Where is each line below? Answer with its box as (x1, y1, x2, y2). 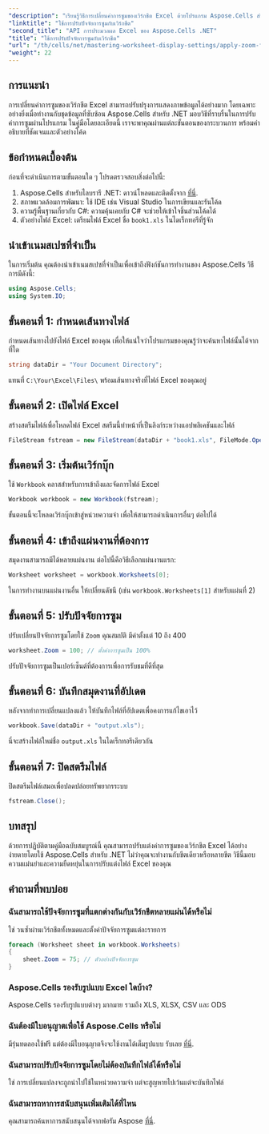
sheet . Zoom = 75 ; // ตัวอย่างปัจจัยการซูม (22, 955, 139, 963)
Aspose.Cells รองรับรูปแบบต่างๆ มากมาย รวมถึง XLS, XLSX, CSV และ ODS (8, 1000, 227, 1010)
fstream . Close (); (8, 798, 66, 806)
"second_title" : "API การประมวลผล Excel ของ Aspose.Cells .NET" (8, 26, 218, 34)
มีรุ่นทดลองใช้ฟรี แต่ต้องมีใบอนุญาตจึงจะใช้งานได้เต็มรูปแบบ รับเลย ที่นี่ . (8, 1039, 195, 1048)
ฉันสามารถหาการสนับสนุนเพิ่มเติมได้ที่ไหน (8, 1098, 137, 1109)
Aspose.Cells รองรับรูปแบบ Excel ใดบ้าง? (8, 982, 154, 993)
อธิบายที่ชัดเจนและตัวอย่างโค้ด (8, 127, 86, 136)
